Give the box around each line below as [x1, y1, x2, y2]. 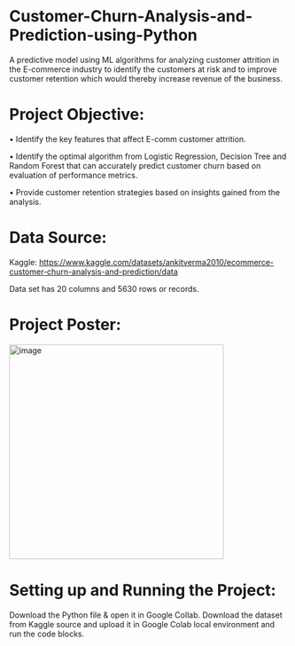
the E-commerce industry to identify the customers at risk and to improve [9, 64, 277, 75]
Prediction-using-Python [9, 25, 198, 45]
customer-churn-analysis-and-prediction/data [9, 266, 179, 277]
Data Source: [9, 228, 107, 248]
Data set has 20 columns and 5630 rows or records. [9, 283, 199, 294]
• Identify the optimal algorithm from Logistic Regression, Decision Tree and [9, 151, 287, 161]
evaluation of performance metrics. [9, 169, 138, 180]
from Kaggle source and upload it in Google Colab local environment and [9, 618, 276, 629]
